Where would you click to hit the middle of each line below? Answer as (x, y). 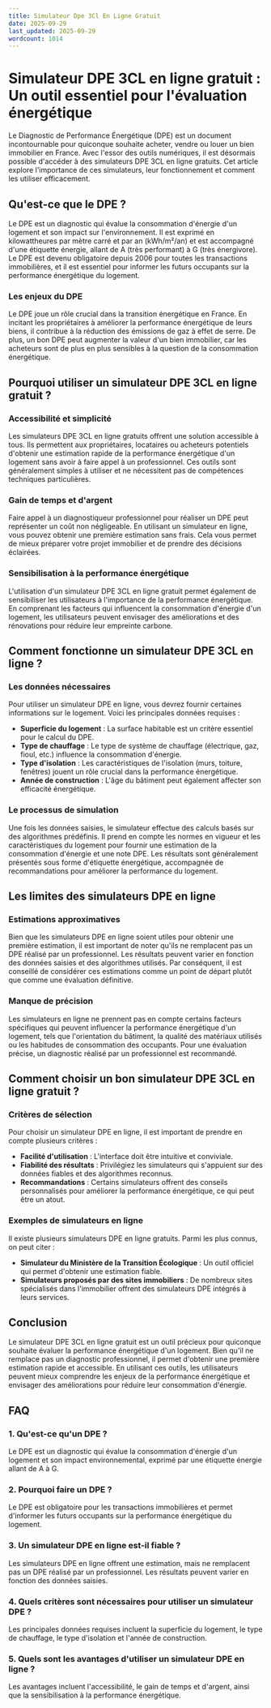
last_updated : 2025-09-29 (52, 31)
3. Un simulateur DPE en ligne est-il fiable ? (95, 1546)
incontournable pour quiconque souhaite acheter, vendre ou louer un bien (131, 144)
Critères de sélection (51, 1114)
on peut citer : (32, 1247)
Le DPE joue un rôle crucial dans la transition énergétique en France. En (128, 314)
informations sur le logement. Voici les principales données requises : (124, 713)
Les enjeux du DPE (46, 296)
